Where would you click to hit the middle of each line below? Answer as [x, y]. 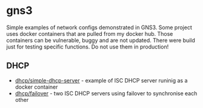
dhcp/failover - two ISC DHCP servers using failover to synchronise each [106, 93]
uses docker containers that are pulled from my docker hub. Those [90, 33]
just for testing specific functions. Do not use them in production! [88, 47]
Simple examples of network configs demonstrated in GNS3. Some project [99, 27]
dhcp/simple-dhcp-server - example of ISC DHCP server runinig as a [101, 80]
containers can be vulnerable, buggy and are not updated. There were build [101, 40]
